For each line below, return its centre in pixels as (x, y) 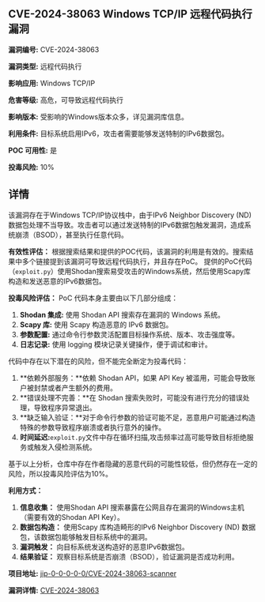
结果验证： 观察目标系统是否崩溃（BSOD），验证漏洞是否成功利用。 (129, 556)
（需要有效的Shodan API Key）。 (72, 517)
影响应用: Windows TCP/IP (52, 83)
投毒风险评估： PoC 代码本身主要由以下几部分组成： (93, 298)
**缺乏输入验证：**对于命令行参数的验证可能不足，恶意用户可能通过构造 (137, 417)
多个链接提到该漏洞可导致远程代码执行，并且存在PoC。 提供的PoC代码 (137, 261)
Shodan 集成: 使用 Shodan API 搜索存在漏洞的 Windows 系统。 (122, 314)
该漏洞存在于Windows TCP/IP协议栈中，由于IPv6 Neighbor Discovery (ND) (130, 215)
